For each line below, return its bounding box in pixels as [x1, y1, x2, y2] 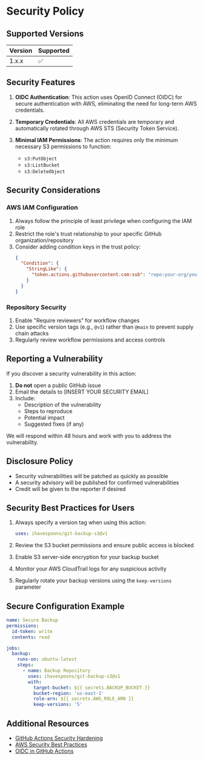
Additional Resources [6, 718, 89, 728]
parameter [15, 583, 41, 591]
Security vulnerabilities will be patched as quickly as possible [15, 472, 168, 479]
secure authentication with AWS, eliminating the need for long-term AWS [15, 100, 197, 107]
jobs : [6, 645, 20, 651]
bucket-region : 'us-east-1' [33, 690, 104, 696]
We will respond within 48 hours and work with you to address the [6, 432, 171, 439]
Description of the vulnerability [24, 401, 102, 408]
